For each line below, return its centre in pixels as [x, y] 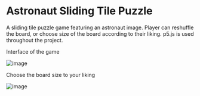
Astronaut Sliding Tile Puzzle [80, 11]
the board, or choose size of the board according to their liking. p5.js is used [100, 33]
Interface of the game [33, 51]
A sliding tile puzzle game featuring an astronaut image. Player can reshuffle [100, 27]
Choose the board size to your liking [51, 75]
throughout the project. [35, 40]
